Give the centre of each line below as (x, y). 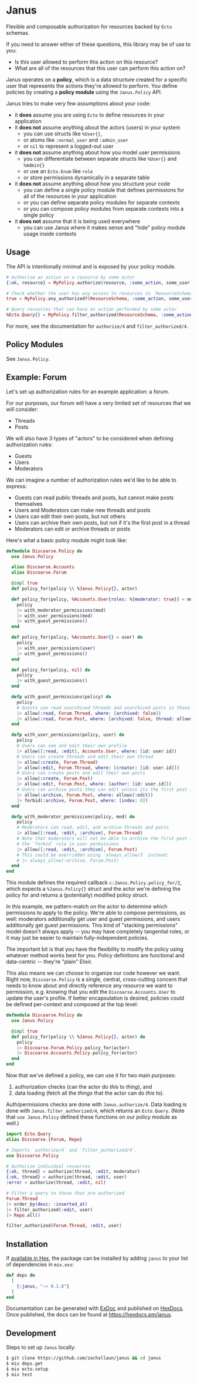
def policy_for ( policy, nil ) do (51, 670)
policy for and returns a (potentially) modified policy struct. (77, 895)
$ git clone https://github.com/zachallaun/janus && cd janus (84, 1358)
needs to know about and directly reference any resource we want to (89, 986)
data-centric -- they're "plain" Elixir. (49, 962)
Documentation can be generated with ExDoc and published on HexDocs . (95, 1308)
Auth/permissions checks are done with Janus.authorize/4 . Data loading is (96, 1104)
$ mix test (19, 1374)
